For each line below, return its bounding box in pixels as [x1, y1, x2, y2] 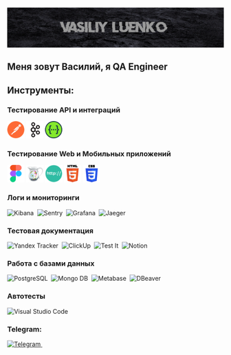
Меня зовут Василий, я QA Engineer [7, 61, 168, 73]
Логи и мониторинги [7, 193, 80, 203]
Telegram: [7, 324, 43, 334]
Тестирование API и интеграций [7, 105, 120, 114]
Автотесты [7, 292, 46, 301]
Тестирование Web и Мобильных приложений [7, 149, 171, 159]
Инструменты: [7, 84, 74, 96]
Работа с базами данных [7, 259, 95, 268]
